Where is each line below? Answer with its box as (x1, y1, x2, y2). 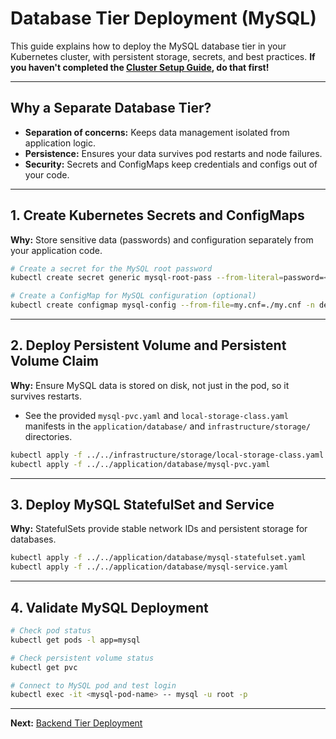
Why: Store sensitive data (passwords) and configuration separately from (10, 233, 314, 246)
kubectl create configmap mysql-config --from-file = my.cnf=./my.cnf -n (10, 300, 315, 311)
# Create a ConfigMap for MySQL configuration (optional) (10, 291, 257, 301)
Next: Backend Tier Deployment (10, 717, 143, 729)
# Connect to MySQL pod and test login (10, 680, 177, 691)
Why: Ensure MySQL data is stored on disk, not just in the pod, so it (10, 379, 290, 391)
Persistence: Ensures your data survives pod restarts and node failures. (24, 147, 323, 159)
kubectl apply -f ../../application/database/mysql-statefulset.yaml (10, 553, 307, 563)
